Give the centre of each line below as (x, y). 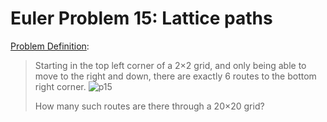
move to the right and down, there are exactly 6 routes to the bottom (175, 76)
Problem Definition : (50, 46)
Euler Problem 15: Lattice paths (141, 18)
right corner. (60, 86)
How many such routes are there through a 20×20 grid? (149, 106)
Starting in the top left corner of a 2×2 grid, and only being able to (170, 65)
